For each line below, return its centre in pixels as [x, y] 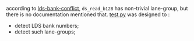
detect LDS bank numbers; [47, 26]
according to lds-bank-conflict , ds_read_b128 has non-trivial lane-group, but [97, 8]
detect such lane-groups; [45, 32]
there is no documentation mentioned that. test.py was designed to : [88, 14]
